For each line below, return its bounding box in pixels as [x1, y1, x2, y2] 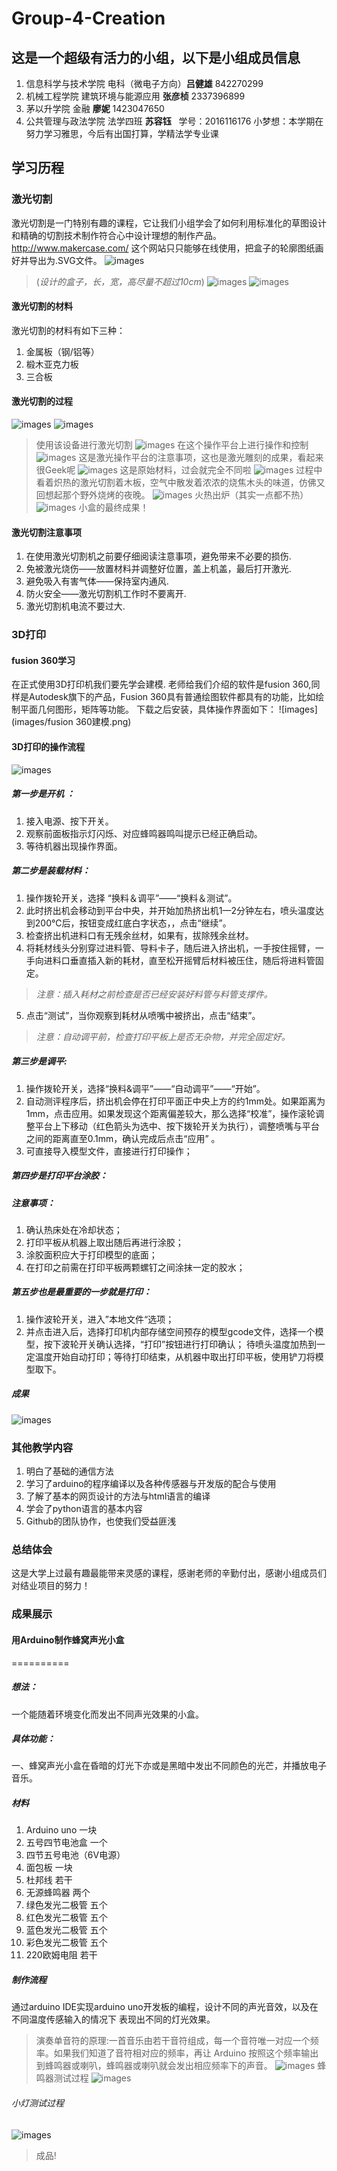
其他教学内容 [11, 1440, 74, 1454]
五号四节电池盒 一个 [25, 1837, 108, 1849]
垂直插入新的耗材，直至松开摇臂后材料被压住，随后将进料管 [69, 954, 316, 966]
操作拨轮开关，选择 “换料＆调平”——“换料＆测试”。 [25, 892, 238, 904]
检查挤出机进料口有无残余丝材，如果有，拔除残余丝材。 [25, 929, 254, 941]
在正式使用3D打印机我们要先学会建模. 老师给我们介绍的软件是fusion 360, [11, 678, 312, 691]
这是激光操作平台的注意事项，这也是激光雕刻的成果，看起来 [78, 452, 324, 464]
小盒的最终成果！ [78, 502, 149, 514]
